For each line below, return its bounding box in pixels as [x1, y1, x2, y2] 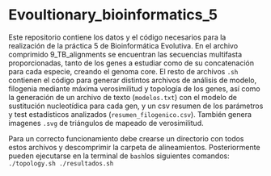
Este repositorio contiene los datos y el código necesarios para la [8, 32, 227, 42]
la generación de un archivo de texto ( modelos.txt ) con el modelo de [8, 92, 237, 102]
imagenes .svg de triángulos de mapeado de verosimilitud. [8, 118, 204, 128]
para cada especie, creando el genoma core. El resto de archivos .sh [8, 66, 239, 76]
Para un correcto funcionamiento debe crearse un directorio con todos [8, 133, 244, 143]
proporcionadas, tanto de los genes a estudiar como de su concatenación [8, 58, 255, 68]
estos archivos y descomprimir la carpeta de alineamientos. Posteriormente [8, 142, 260, 152]
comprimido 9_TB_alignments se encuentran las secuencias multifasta [8, 49, 243, 59]
